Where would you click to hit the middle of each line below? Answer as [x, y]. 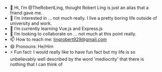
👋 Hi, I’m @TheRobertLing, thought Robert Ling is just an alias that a [79, 8]
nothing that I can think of [36, 64]
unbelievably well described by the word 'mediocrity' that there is [77, 59]
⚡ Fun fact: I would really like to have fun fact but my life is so [73, 52]
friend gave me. [26, 13]
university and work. [31, 23]
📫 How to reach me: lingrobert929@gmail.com [58, 39]
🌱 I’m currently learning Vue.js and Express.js [56, 29]
